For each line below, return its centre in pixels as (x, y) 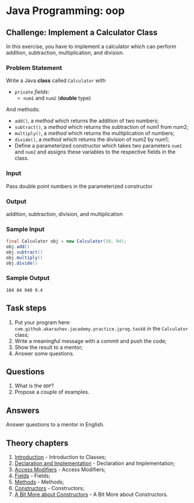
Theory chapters (37, 443)
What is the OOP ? (34, 386)
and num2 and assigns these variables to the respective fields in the (95, 152)
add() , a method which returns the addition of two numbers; (87, 121)
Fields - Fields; (32, 476)
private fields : (32, 92)
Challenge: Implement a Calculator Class (82, 32)
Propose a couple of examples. (52, 392)
